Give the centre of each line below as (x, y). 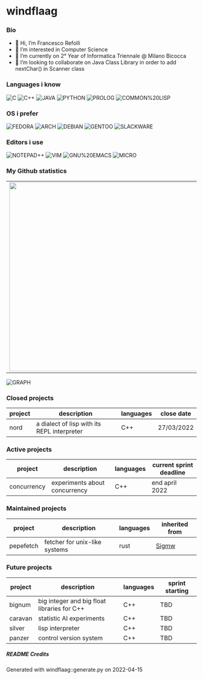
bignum (20, 605)
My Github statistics (37, 171)
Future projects (29, 568)
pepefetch (24, 545)
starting (177, 591)
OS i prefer (22, 113)
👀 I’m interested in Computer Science (61, 50)
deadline (173, 473)
